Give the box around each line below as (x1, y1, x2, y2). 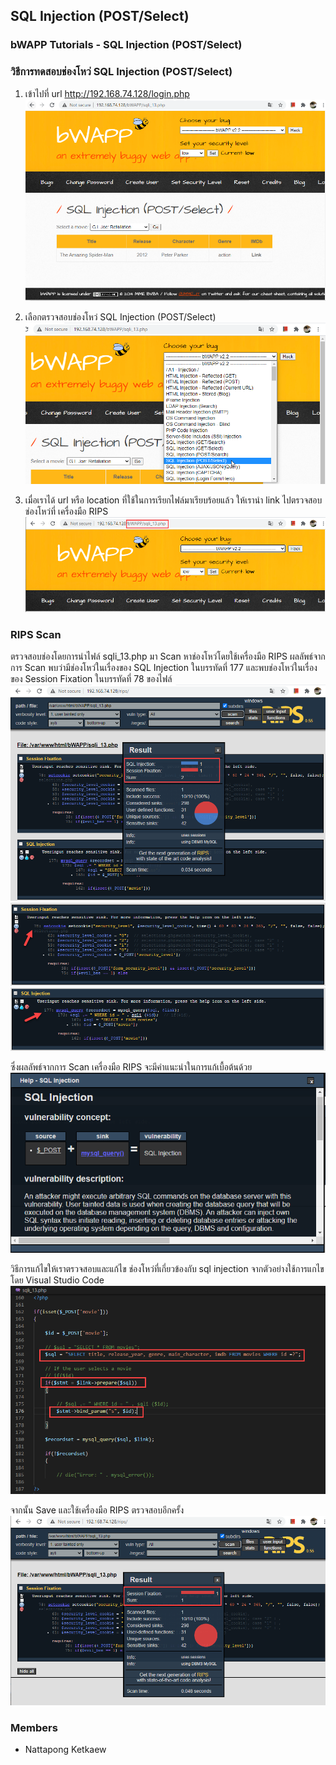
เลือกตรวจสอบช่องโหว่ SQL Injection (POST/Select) (24, 311, 217, 323)
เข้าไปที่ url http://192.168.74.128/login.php (24, 87, 190, 99)
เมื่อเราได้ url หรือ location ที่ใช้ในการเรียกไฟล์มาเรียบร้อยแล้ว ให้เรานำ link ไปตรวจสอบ (24, 494, 323, 506)
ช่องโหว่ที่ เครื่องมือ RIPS (24, 505, 109, 517)
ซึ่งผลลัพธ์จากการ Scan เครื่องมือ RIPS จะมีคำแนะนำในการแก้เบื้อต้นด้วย (10, 1060, 253, 1073)
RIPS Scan (10, 627, 62, 641)
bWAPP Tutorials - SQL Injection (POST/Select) (10, 38, 243, 52)
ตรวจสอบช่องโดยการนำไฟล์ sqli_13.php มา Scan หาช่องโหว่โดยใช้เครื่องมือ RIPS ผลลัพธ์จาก (10, 650, 326, 663)
